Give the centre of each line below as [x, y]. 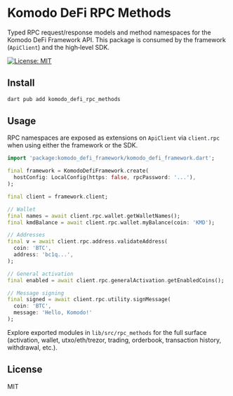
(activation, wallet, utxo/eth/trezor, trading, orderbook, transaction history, [114, 340]
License [25, 370]
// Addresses [26, 235]
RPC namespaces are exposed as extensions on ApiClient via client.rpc [113, 138]
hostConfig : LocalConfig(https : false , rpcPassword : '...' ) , [105, 178]
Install [21, 83]
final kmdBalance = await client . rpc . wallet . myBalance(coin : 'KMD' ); [111, 223]
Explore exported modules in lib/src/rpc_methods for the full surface [107, 332]
